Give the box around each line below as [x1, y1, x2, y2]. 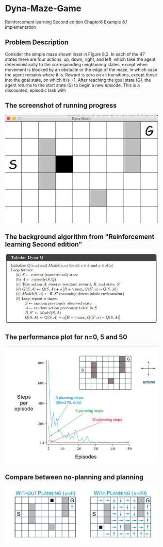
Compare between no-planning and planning [5, 473, 144, 481]
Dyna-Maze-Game [5, 3, 81, 14]
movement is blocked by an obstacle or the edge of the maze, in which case [5, 67, 158, 72]
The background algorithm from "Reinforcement [5, 232, 155, 241]
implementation [5, 24, 36, 30]
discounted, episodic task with [5, 87, 66, 93]
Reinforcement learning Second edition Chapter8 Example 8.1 [5, 19, 128, 25]
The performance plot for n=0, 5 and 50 [5, 333, 128, 341]
